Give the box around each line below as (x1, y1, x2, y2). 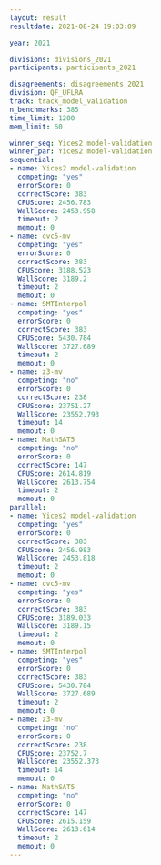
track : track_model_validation (9, 97, 128, 106)
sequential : (9, 156, 55, 165)
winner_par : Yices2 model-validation (9, 147, 153, 156)
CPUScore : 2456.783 (17, 198, 92, 207)
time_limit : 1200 (9, 113, 75, 123)
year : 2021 (9, 38, 51, 47)
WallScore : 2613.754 (17, 478, 96, 487)
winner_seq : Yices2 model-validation (9, 139, 153, 148)
